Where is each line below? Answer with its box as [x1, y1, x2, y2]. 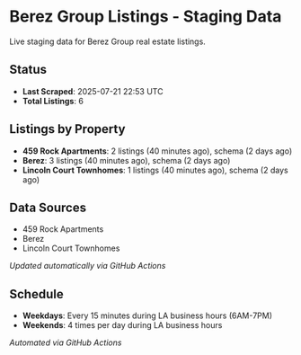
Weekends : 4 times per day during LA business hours [22, 320, 223, 331]
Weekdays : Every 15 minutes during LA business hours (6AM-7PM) [22, 310, 272, 321]
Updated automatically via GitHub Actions [9, 261, 166, 271]
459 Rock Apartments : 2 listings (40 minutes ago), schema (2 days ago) [22, 146, 293, 156]
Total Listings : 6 [22, 95, 84, 106]
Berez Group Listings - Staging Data [9, 6, 282, 27]
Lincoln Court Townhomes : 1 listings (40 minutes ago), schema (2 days [22, 164, 289, 175]
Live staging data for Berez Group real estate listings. [9, 36, 207, 47]
